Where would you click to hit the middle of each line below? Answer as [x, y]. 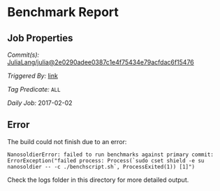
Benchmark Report [63, 12]
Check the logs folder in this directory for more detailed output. [98, 180]
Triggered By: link [32, 76]
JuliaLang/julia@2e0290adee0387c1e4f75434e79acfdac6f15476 [101, 62]
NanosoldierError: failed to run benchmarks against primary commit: [111, 155]
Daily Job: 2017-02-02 [40, 103]
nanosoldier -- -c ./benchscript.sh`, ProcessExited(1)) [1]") [101, 167]
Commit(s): [23, 55]
